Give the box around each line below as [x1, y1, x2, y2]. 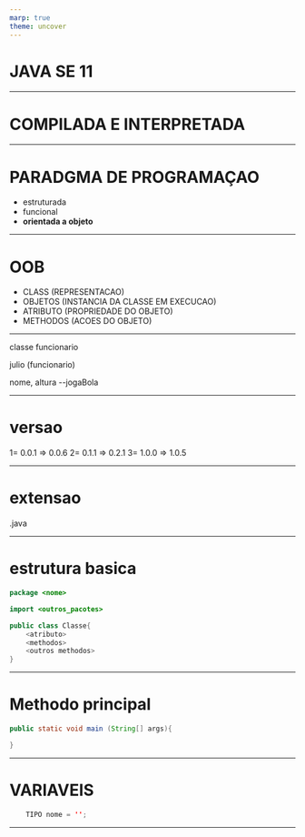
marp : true [9, 13, 51, 23]
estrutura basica [9, 559, 137, 579]
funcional [22, 207, 58, 217]
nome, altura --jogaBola [9, 377, 99, 388]
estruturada [22, 197, 66, 207]
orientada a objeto [22, 216, 93, 227]
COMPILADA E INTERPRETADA [9, 114, 246, 135]
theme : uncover [9, 22, 67, 31]
